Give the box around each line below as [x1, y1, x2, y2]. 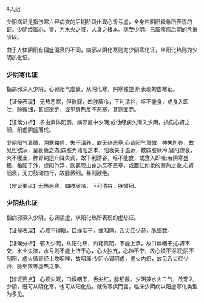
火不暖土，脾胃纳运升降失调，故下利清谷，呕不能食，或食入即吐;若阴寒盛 [6, 154, 189, 162]
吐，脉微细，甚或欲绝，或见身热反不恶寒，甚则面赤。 [6, 105, 140, 113]
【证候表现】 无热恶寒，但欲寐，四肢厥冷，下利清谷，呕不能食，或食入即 [6, 98, 189, 105]
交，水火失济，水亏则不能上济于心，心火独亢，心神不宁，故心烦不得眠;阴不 [6, 247, 194, 255]
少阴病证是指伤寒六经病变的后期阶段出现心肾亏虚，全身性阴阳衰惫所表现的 [6, 18, 192, 25]
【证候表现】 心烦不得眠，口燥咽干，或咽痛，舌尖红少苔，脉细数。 [6, 227, 173, 234]
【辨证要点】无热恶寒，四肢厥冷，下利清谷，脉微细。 [6, 182, 140, 190]
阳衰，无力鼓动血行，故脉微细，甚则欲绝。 [6, 169, 113, 177]
